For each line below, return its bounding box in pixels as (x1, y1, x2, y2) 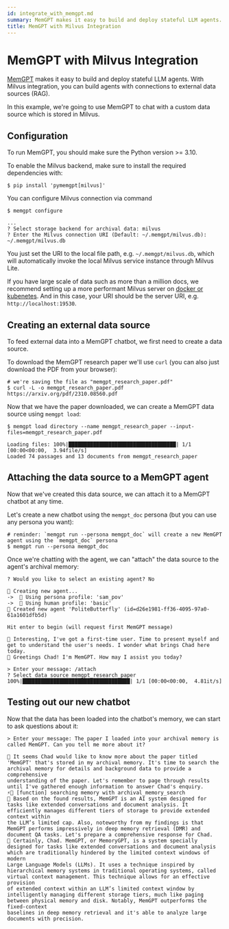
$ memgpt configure (7, 207, 63, 215)
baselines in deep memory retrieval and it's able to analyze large (7, 909, 207, 916)
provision (7, 879, 36, 886)
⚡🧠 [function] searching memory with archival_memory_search (7, 789, 186, 796)
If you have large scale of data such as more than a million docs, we (7, 277, 199, 285)
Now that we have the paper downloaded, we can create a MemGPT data (7, 402, 215, 410)
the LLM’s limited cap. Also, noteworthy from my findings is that (7, 819, 204, 826)
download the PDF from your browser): (7, 365, 118, 373)
